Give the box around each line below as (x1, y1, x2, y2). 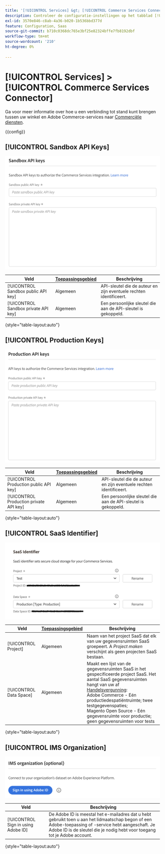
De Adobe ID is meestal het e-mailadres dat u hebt (49, 811, 151, 818)
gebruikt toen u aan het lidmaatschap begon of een (49, 817, 152, 822)
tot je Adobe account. (49, 832, 92, 838)
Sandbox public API (7, 288, 47, 294)
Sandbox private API (7, 306, 49, 311)
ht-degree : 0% (5, 44, 34, 49)
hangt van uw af (86, 682, 119, 687)
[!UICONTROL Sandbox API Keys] (5, 143, 110, 151)
